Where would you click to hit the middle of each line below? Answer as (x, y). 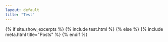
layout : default (22, 10)
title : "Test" (20, 15)
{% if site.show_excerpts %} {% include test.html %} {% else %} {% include (84, 29)
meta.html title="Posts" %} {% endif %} (46, 34)
